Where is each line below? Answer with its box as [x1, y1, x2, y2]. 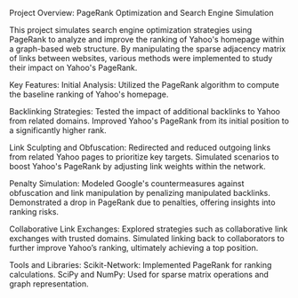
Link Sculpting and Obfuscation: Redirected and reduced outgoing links [9, 142, 271, 153]
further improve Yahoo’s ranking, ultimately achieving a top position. [9, 243, 259, 253]
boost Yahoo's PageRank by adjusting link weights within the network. [9, 161, 266, 171]
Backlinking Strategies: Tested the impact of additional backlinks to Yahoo [9, 106, 280, 116]
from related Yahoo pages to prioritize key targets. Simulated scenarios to [9, 152, 279, 162]
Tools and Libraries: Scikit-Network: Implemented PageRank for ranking [9, 260, 272, 270]
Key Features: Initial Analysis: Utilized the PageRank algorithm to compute [9, 80, 280, 90]
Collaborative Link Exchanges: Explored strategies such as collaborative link [9, 223, 288, 234]
